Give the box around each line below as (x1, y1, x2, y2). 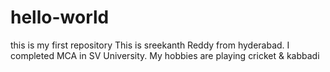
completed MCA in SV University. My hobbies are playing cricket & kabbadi (10, 49, 320, 61)
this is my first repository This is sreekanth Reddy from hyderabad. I (10, 39, 290, 51)
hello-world (10, 6, 110, 29)
